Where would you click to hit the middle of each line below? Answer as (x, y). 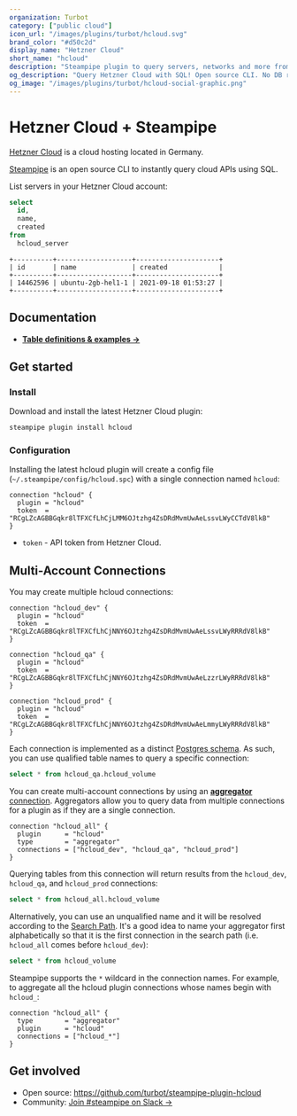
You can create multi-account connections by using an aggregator (131, 792)
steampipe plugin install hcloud (71, 428)
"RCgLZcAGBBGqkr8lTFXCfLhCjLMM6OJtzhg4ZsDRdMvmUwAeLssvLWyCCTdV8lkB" (140, 519)
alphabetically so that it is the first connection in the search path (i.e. (134, 935)
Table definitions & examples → (81, 339)
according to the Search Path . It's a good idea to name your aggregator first (147, 926)
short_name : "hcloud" (49, 59)
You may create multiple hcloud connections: (91, 592)
